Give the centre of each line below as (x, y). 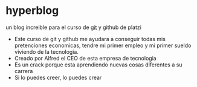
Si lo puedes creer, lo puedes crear (58, 77)
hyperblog (32, 11)
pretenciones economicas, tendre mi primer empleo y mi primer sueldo (103, 45)
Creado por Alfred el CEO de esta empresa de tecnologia (85, 58)
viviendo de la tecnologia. (47, 51)
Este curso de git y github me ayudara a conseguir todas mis (90, 39)
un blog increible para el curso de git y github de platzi (73, 27)
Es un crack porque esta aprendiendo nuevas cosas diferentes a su (98, 65)
